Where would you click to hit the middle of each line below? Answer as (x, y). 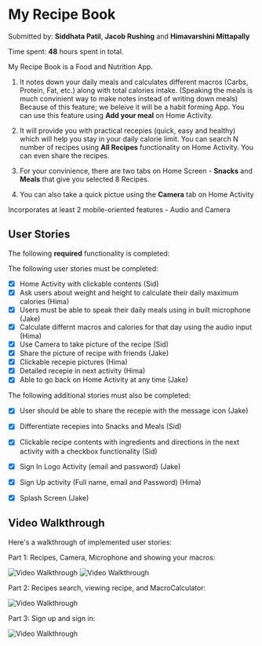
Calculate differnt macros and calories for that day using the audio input (136, 327)
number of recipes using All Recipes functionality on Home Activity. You (136, 147)
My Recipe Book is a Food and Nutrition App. (80, 66)
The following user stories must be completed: (83, 268)
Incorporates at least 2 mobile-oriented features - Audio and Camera (119, 209)
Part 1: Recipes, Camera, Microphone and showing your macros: (112, 557)
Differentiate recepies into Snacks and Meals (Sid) (100, 427)
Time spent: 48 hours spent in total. (66, 51)
